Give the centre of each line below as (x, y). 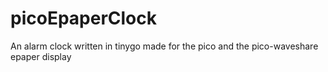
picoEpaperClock (83, 18)
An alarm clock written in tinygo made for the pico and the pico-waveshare (164, 46)
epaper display (41, 56)
